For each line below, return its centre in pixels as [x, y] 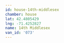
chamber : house [21, 14]
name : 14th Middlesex [28, 28]
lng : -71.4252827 [23, 23]
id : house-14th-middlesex [32, 10]
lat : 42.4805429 [22, 19]
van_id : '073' [20, 33]
